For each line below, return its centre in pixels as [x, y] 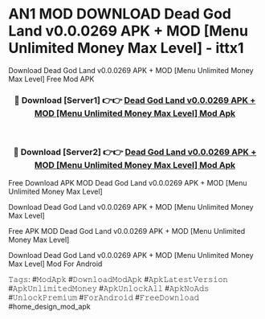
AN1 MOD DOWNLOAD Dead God [120, 14]
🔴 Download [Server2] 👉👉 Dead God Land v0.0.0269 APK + [135, 152]
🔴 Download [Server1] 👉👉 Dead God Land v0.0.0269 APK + [135, 100]
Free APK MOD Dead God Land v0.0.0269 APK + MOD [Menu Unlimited [127, 231]
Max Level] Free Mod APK [51, 79]
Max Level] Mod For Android [55, 264]
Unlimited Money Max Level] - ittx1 [126, 48]
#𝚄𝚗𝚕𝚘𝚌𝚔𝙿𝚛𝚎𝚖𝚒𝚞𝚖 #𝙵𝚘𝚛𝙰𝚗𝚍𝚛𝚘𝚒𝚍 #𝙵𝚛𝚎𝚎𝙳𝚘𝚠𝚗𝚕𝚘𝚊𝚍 [104, 297]
